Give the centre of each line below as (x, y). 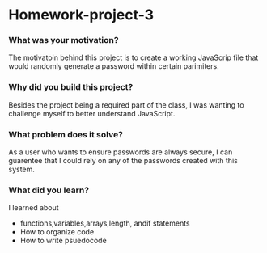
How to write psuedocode (63, 241)
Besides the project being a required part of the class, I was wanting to (126, 105)
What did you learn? (49, 190)
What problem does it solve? (66, 134)
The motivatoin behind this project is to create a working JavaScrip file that (133, 57)
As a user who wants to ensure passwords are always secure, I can (121, 152)
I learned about (34, 208)
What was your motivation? (64, 40)
